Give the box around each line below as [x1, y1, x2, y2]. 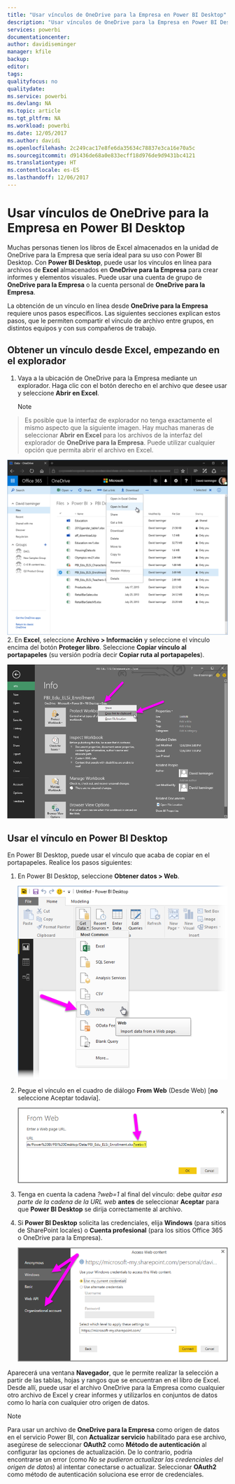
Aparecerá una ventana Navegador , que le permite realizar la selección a [7, 1368, 219, 1377]
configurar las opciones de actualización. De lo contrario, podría [7, 1448, 192, 1457]
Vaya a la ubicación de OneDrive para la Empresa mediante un [17, 374, 197, 382]
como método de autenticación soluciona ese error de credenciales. [7, 1470, 204, 1479]
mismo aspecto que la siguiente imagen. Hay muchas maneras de [24, 423, 215, 431]
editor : [7, 63, 30, 70]
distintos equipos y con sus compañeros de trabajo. [7, 323, 157, 332]
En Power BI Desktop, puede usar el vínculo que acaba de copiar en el [7, 851, 210, 859]
